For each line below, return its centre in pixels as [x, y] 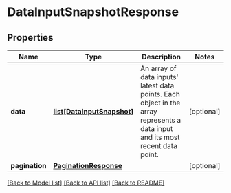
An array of [158, 68]
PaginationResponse [88, 166]
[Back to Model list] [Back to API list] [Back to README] [86, 183]
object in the [161, 103]
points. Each [161, 94]
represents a [161, 120]
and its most [160, 137]
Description [161, 57]
